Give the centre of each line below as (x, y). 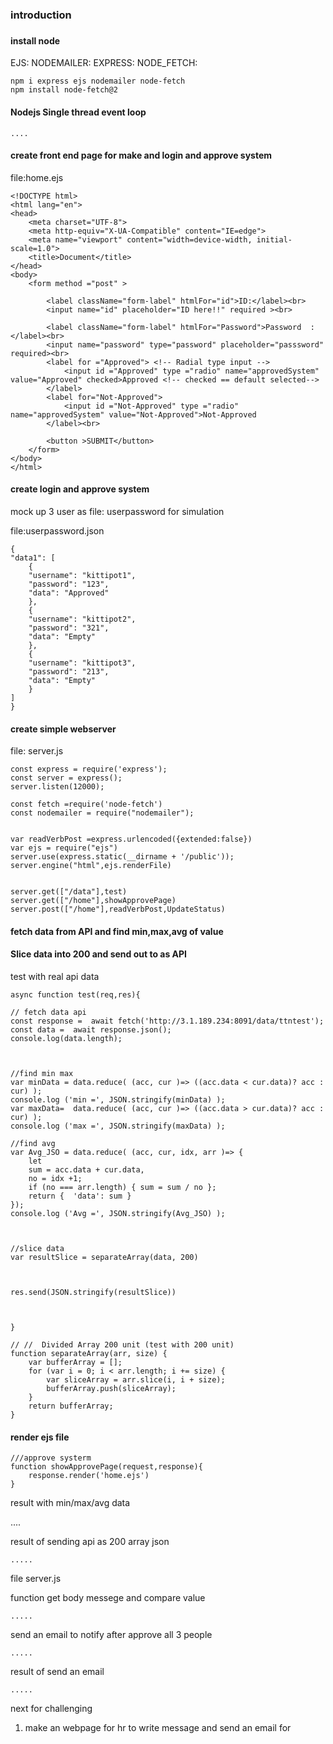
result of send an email (57, 1672)
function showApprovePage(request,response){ (106, 1467)
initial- (274, 239)
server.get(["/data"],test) (69, 892)
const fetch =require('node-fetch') (86, 804)
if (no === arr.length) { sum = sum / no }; (122, 1188)
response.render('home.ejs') (89, 1476)
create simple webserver (63, 729)
